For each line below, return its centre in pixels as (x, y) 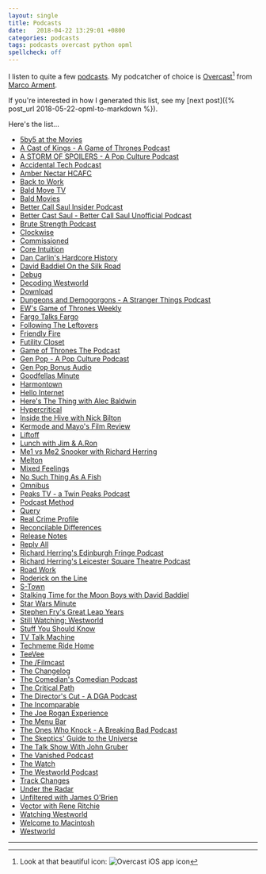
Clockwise (36, 232)
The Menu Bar (43, 721)
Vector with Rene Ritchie (60, 806)
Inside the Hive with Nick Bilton (70, 418)
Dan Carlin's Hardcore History (68, 257)
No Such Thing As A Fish (60, 476)
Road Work (38, 569)
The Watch (37, 764)
